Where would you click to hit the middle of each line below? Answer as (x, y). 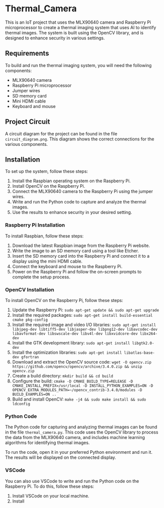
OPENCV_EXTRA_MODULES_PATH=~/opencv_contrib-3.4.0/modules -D (77, 390)
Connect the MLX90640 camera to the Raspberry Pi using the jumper (82, 191)
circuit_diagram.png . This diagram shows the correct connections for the (80, 139)
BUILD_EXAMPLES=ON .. (34, 394)
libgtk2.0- (143, 343)
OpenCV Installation (30, 290)
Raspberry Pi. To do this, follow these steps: (50, 486)
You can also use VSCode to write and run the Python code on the (72, 481)
